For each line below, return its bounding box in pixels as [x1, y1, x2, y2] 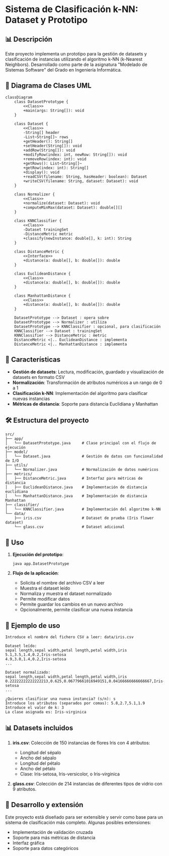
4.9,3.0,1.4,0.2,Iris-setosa [5, 656, 66, 662]
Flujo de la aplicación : [12, 570, 59, 576]
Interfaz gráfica [12, 840, 45, 846]
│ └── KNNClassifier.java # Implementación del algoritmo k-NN [5, 507, 161, 512]
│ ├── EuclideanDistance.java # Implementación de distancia [5, 485, 147, 490]
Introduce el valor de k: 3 [5, 705, 64, 710]
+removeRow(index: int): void [23, 156, 87, 162]
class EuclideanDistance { [14, 271, 71, 276]
